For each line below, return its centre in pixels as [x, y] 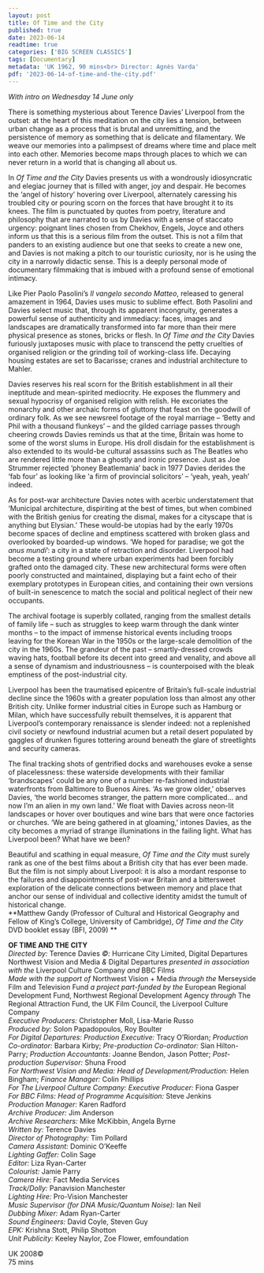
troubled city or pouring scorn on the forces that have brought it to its [121, 203]
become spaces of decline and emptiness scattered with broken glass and [129, 533]
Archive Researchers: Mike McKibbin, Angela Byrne [92, 1121]
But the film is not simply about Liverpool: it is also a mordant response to [127, 871]
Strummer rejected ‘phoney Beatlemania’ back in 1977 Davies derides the [127, 468]
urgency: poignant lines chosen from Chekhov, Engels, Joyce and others [126, 228]
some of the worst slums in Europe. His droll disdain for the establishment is [132, 442]
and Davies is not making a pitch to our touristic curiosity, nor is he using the [132, 252]
